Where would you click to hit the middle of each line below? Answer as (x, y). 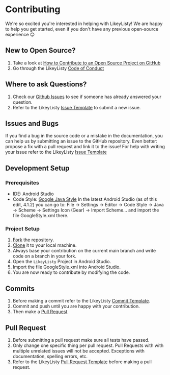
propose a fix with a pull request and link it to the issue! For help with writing (85, 147)
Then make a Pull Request (40, 312)
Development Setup (37, 168)
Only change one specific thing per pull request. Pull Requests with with (88, 345)
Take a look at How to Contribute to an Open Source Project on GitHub (87, 63)
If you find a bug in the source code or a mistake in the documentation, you (84, 136)
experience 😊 (20, 34)
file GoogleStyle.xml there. (40, 216)
